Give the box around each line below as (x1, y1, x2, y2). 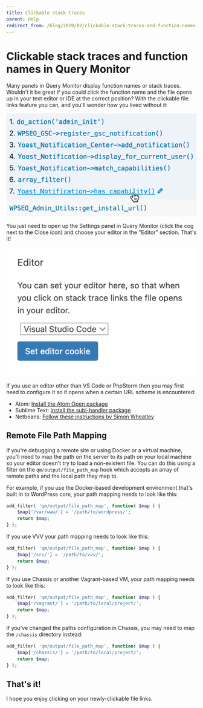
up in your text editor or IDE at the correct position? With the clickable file (6, 95, 189, 102)
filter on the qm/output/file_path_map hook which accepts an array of (6, 466, 179, 473)
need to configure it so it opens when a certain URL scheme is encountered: (6, 388, 196, 395)
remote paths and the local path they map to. (6, 472, 118, 479)
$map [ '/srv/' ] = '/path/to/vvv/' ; (17, 551, 104, 557)
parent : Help (6, 16, 39, 22)
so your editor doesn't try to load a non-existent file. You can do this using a (6, 460, 196, 467)
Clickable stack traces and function (6, 49, 188, 63)
